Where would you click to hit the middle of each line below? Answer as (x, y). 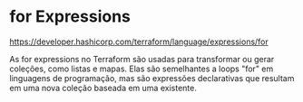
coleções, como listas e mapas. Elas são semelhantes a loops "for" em (142, 69)
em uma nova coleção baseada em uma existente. (103, 88)
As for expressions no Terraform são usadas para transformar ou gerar (142, 59)
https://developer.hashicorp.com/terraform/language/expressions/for (139, 42)
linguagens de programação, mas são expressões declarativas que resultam (152, 78)
